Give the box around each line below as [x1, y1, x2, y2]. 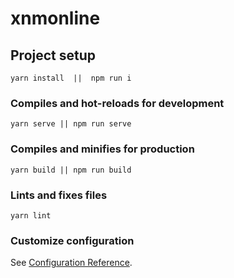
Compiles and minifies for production [10, 142, 195, 156]
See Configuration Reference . [10, 257, 133, 269]
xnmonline [10, 7, 101, 30]
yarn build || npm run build [10, 165, 132, 175]
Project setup [10, 47, 97, 64]
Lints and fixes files [10, 188, 108, 202]
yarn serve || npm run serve [10, 119, 132, 129]
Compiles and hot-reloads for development [10, 96, 225, 110]
